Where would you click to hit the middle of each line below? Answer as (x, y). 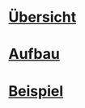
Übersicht (42, 17)
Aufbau (34, 54)
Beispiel (36, 91)
